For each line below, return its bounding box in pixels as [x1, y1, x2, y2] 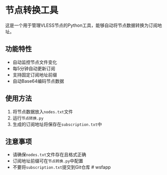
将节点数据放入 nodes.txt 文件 [12, 108, 73, 114]
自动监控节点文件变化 [12, 59, 57, 65]
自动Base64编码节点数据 [12, 78, 65, 84]
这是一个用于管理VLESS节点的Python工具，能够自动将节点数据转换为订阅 [5, 22, 158, 28]
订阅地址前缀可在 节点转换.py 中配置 [12, 158, 83, 164]
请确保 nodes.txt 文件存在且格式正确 [12, 152, 87, 158]
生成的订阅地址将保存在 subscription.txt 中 [12, 121, 102, 127]
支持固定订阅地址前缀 [12, 72, 57, 78]
